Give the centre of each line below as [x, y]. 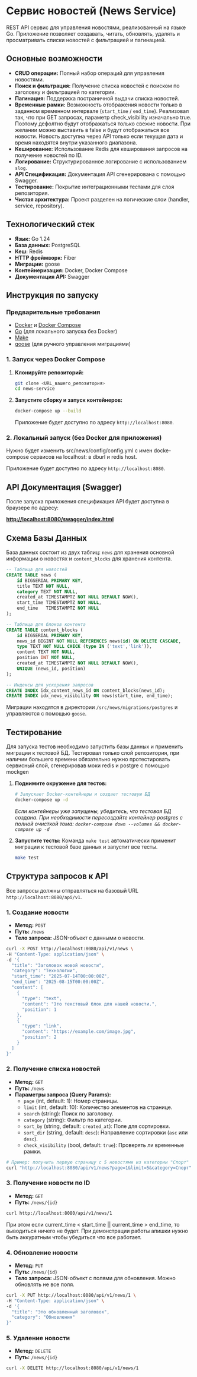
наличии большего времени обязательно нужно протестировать [88, 760]
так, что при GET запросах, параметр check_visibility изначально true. [103, 117]
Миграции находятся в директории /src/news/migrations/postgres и [92, 707]
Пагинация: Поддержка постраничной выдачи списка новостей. [97, 98]
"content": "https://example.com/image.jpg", [79, 1032]
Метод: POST [30, 925]
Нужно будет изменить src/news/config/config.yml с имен [79, 450]
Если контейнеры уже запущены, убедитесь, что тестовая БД [93, 811]
